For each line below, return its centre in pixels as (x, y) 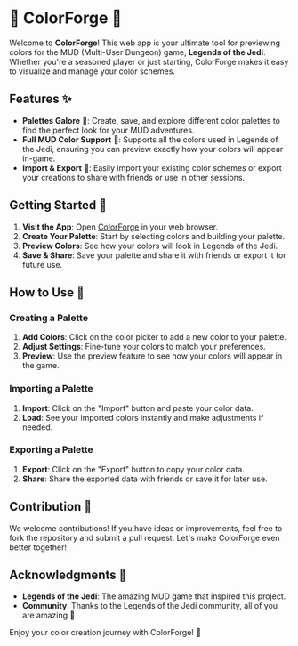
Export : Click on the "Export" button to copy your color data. (133, 469)
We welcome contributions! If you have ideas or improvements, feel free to (146, 528)
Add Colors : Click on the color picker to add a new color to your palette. (154, 337)
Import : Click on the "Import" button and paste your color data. (137, 408)
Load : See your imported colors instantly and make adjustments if (143, 417)
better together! (38, 547)
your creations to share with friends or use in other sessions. (133, 177)
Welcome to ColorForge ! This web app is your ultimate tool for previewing (145, 43)
